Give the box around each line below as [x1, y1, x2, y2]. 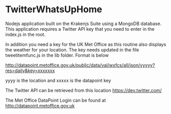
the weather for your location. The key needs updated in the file [5, 47, 139, 53]
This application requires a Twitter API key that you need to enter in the [5, 26, 155, 32]
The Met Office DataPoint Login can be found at [5, 97, 106, 103]
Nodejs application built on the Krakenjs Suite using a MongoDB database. [5, 20, 162, 27]
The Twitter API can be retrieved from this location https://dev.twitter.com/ [5, 87, 162, 93]
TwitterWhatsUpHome [5, 4, 103, 15]
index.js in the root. [5, 31, 46, 37]
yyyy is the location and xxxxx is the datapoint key [5, 77, 111, 83]
